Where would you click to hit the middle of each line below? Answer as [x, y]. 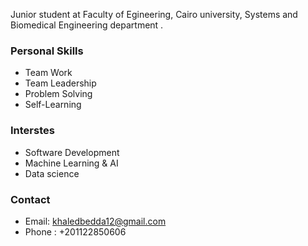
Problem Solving [58, 94]
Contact [30, 199]
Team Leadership [60, 83]
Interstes [32, 131]
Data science [52, 173]
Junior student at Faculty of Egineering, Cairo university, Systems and [154, 14]
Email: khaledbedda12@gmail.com [95, 221]
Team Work [48, 73]
